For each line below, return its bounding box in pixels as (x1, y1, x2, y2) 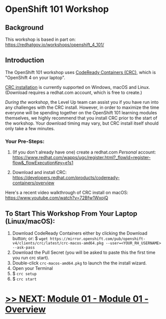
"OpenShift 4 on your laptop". (5, 75, 65, 80)
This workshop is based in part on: (5, 36, 76, 42)
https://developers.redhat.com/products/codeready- (12, 175, 120, 181)
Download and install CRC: (12, 169, 67, 175)
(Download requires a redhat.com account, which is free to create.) (5, 89, 142, 95)
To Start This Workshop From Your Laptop (5, 209, 138, 218)
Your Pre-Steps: (5, 138, 45, 145)
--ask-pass (12, 245, 35, 250)
